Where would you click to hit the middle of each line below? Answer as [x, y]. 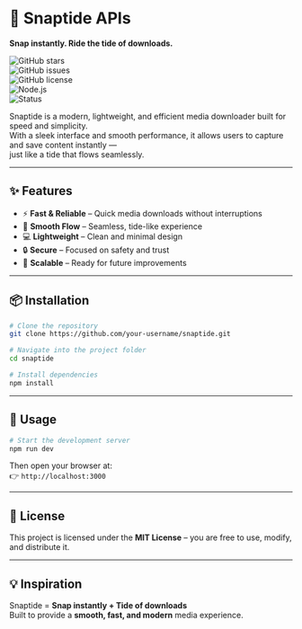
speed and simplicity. [49, 126]
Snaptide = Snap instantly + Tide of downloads [98, 605]
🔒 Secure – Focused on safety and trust [96, 250]
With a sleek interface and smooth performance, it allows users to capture [147, 135]
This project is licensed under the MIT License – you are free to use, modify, [151, 537]
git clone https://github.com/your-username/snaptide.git [120, 334]
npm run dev [31, 448]
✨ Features [41, 191]
